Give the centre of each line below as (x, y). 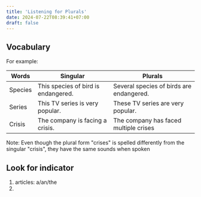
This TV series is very (68, 103)
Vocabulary (28, 47)
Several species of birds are (153, 86)
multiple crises (134, 128)
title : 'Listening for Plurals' (46, 12)
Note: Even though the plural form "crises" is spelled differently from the (95, 143)
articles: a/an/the (36, 182)
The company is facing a (72, 121)
